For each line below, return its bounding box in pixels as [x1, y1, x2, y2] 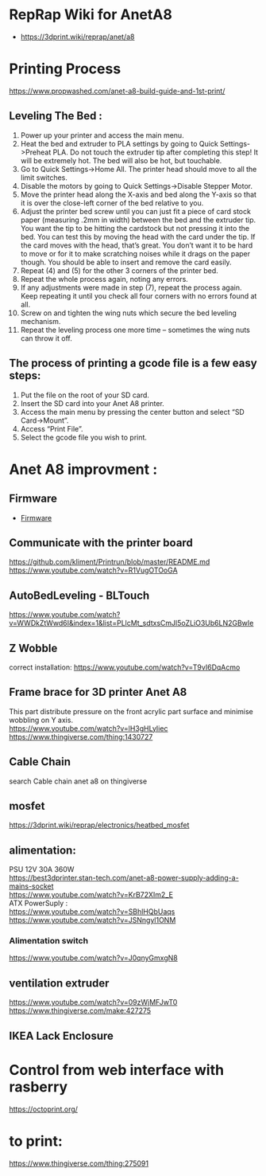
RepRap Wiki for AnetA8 [9, 6, 173, 24]
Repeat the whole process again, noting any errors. [20, 274, 189, 283]
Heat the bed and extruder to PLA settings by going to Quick [20, 139, 219, 148]
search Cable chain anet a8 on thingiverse [9, 776, 148, 786]
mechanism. [20, 316, 61, 326]
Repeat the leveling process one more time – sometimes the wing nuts [20, 325, 251, 334]
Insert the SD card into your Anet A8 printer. [20, 398, 165, 408]
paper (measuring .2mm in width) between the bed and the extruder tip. [20, 215, 256, 225]
